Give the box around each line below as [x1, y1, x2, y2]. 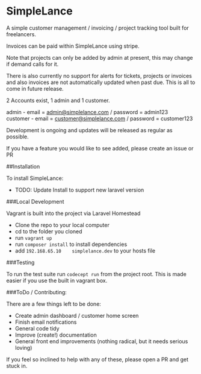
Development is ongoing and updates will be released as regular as [6, 126, 173, 134]
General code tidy [14, 324, 60, 332]
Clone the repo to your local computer [14, 221, 110, 228]
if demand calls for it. [6, 60, 59, 68]
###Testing [6, 259, 35, 266]
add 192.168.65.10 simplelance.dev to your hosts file [14, 247, 155, 254]
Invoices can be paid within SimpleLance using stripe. [6, 42, 140, 50]
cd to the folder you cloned [14, 228, 82, 235]
